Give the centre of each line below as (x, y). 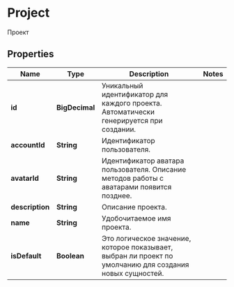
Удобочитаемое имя (136, 218)
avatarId (25, 178)
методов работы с (133, 178)
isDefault (26, 256)
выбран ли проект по (138, 256)
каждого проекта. (132, 103)
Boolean (70, 256)
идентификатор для (135, 94)
